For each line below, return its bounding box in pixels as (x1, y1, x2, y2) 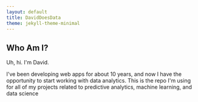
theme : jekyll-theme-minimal (6, 20, 80, 26)
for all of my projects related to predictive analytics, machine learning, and (6, 83, 193, 91)
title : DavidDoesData (6, 15, 61, 21)
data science (6, 90, 39, 97)
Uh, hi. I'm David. (6, 59, 50, 66)
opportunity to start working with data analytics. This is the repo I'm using (6, 77, 191, 84)
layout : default (6, 8, 47, 15)
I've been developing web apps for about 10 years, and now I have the (6, 70, 182, 78)
